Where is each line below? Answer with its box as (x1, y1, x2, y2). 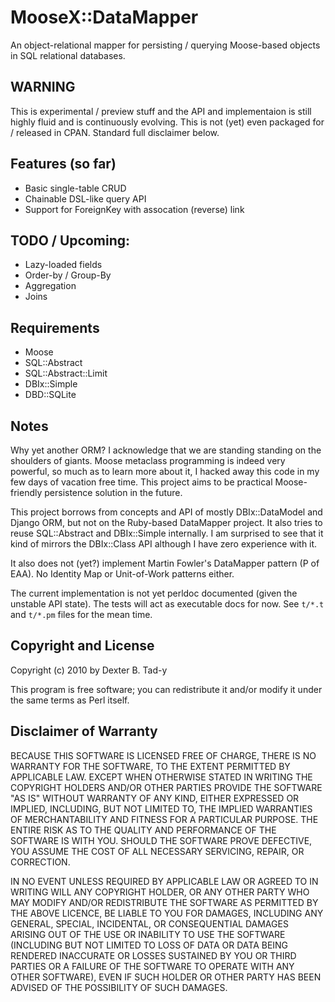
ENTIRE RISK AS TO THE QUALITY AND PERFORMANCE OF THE (10, 824, 277, 836)
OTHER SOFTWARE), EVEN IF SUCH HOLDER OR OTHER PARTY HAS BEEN (10, 971, 322, 983)
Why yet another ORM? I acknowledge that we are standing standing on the (10, 444, 322, 456)
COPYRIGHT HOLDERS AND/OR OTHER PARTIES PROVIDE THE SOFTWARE (10, 781, 323, 793)
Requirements (10, 319, 100, 336)
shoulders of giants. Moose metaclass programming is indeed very (10, 455, 286, 466)
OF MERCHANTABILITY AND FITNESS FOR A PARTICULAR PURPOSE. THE (10, 813, 319, 825)
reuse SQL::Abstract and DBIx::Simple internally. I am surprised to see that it (10, 527, 324, 539)
